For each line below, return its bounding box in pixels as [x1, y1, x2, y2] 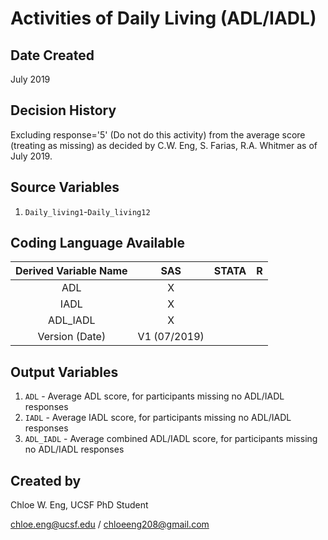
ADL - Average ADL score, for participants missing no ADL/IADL [24, 390, 285, 402]
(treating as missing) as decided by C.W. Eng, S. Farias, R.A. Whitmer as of [10, 139, 318, 151]
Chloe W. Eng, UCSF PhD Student [10, 499, 149, 511]
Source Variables [10, 179, 120, 196]
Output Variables [10, 363, 119, 381]
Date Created [10, 47, 95, 64]
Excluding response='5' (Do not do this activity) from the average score [10, 128, 306, 141]
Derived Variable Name [15, 264, 128, 278]
